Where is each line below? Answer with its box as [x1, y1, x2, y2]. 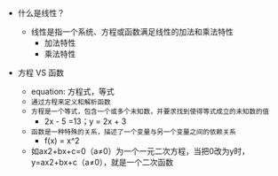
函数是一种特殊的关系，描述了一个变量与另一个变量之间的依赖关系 [30, 127, 237, 136]
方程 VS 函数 [17, 67, 65, 78]
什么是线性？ [17, 8, 65, 18]
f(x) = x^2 [44, 135, 80, 146]
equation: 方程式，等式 [30, 87, 115, 96]
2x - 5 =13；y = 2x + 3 [44, 116, 127, 126]
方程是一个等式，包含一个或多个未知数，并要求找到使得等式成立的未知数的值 [30, 107, 269, 116]
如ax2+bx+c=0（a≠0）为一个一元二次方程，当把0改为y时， [30, 146, 250, 157]
